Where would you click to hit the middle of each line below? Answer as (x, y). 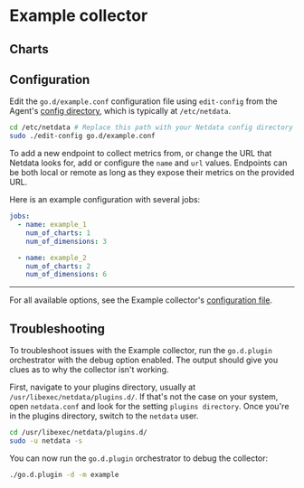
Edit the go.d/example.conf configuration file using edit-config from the (143, 101)
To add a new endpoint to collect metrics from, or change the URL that (141, 154)
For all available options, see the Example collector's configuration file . (141, 300)
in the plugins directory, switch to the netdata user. (104, 416)
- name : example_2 (52, 258)
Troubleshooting (57, 328)
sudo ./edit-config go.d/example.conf (82, 136)
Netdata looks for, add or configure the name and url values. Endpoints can (148, 163)
